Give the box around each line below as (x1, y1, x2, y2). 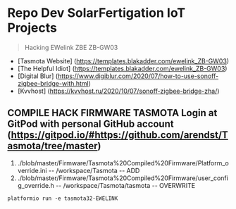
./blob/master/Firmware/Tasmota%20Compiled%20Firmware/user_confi (17, 174, 229, 182)
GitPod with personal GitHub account (7, 118, 174, 130)
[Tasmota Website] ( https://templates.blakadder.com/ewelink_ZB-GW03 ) (17, 56, 230, 65)
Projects (7, 20, 58, 36)
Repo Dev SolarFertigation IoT (7, 5, 185, 21)
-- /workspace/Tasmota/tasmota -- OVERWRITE (55, 181, 196, 189)
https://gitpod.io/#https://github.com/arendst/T (11, 129, 229, 141)
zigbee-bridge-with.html (17, 79, 89, 87)
